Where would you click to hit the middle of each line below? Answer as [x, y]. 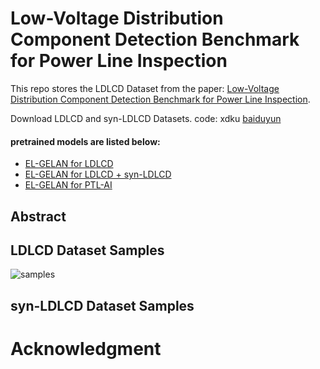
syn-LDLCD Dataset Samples [102, 305]
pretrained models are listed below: [85, 141]
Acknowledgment [86, 348]
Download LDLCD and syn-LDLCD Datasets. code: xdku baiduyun [146, 118]
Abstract [38, 216]
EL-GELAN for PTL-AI [68, 185]
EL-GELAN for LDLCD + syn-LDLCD [98, 174]
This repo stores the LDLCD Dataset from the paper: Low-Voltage [145, 88]
